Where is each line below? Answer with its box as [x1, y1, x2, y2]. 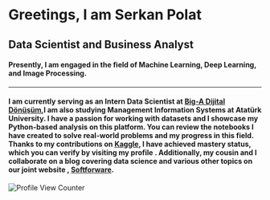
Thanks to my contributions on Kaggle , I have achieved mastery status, [8, 139, 252, 149]
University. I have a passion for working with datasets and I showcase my [8, 114, 259, 124]
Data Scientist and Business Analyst [8, 38, 194, 51]
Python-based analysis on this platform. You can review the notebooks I [8, 122, 255, 132]
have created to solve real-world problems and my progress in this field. [8, 131, 255, 141]
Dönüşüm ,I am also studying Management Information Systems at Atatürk [8, 105, 262, 115]
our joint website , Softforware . [8, 165, 114, 174]
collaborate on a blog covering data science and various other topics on [8, 157, 253, 166]
